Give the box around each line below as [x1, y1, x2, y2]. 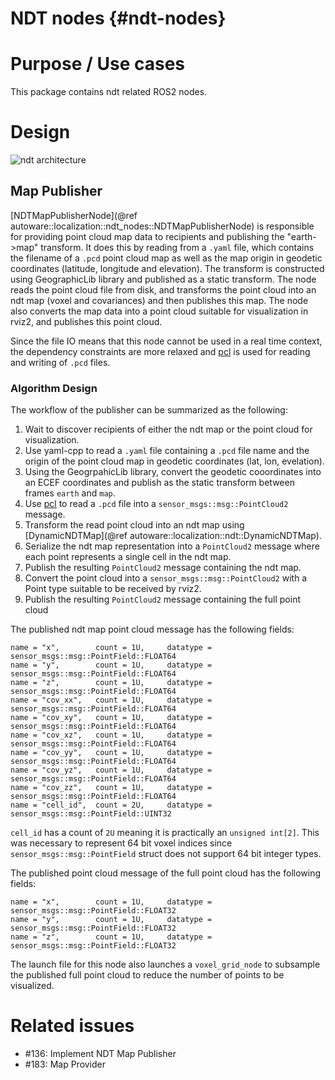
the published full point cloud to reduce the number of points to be [10, 969, 285, 981]
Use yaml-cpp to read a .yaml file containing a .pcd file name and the [24, 445, 310, 457]
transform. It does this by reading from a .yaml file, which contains [40, 241, 315, 253]
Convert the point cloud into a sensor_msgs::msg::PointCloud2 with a [24, 572, 308, 584]
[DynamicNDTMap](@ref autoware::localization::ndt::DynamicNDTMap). [24, 530, 322, 542]
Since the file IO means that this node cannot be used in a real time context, [10, 335, 323, 347]
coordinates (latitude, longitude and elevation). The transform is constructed [10, 262, 325, 274]
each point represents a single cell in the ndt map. [24, 551, 232, 563]
